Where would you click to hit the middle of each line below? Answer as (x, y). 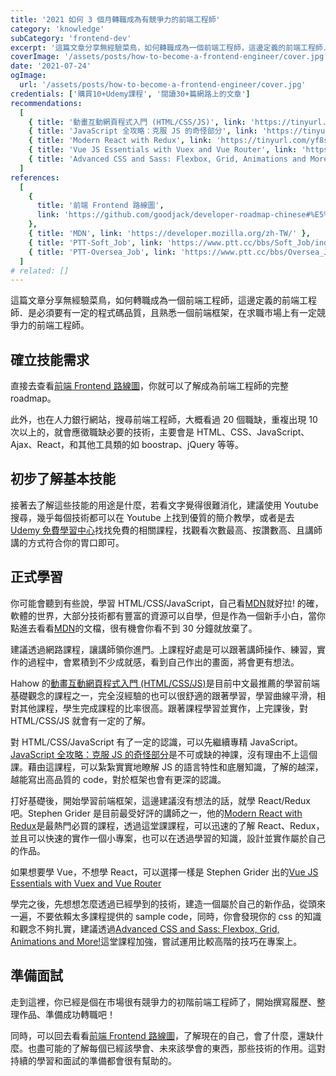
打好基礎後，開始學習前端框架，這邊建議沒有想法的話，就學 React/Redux (160, 800)
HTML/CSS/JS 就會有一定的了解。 (81, 720)
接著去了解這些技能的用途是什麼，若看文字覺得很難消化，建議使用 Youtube (164, 505)
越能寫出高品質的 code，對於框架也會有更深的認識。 (118, 779)
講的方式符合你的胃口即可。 (67, 542)
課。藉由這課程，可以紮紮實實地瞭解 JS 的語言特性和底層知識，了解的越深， (167, 767)
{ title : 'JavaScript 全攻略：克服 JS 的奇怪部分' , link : (143, 131)
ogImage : (28, 76)
